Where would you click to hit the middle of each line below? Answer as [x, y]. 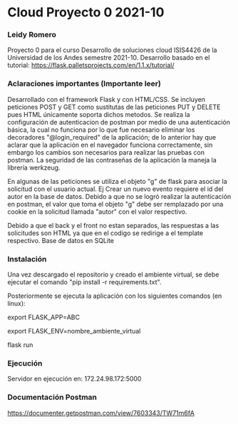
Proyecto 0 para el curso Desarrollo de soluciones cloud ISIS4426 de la [112, 50]
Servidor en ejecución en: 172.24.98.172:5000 [74, 379]
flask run [20, 345]
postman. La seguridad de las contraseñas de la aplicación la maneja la [112, 160]
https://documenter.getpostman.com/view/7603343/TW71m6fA [101, 413]
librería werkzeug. [34, 167]
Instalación [27, 259]
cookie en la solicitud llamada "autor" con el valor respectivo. [97, 212]
